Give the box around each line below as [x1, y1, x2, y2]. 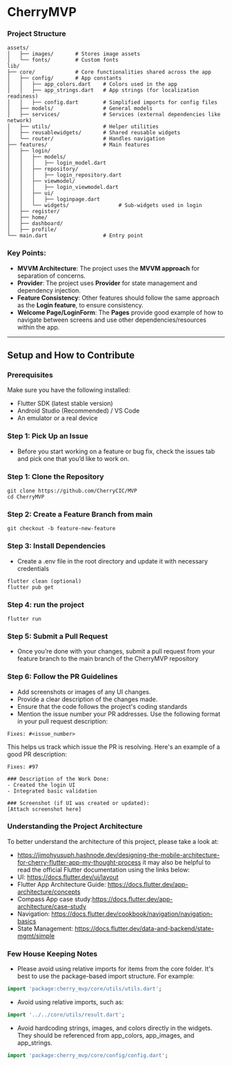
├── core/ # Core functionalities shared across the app [7, 69, 212, 76]
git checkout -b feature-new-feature [7, 525, 116, 532]
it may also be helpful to [142, 858, 211, 866]
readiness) [7, 93, 39, 100]
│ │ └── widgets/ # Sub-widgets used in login [7, 202, 202, 209]
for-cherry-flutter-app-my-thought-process [17, 858, 142, 866]
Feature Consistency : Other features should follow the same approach [17, 293, 220, 302]
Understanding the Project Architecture [7, 822, 143, 831]
